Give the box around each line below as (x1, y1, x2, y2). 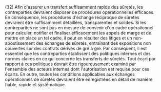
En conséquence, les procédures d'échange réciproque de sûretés (5, 15, 140, 20)
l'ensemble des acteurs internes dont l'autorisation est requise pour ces (5, 66, 150, 72)
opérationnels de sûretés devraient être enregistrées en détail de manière (5, 76, 153, 82)
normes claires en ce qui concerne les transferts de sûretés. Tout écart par (5, 56, 156, 61)
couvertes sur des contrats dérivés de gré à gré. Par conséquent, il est (5, 46, 147, 51)
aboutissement (5, 40, 35, 46)
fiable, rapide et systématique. (5, 82, 66, 87)
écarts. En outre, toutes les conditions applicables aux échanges (5, 72, 135, 77)
